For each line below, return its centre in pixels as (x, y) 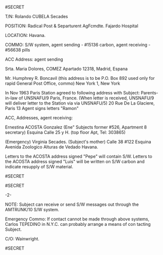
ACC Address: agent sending (34, 59)
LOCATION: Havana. (25, 35)
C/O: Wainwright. (22, 239)
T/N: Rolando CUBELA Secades (36, 16)
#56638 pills (18, 50)
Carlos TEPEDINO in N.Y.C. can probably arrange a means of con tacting (78, 224)
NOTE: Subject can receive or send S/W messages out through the (72, 204)
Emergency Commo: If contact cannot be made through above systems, (77, 219)
